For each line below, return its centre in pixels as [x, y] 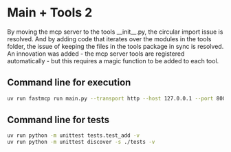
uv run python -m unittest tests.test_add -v [73, 135]
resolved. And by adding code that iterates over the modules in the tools [109, 39]
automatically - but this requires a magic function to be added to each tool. [113, 61]
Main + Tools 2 [50, 13]
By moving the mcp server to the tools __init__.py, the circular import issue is [115, 32]
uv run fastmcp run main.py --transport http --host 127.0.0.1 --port [110, 98]
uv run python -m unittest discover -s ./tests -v [81, 142]
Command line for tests [58, 120]
